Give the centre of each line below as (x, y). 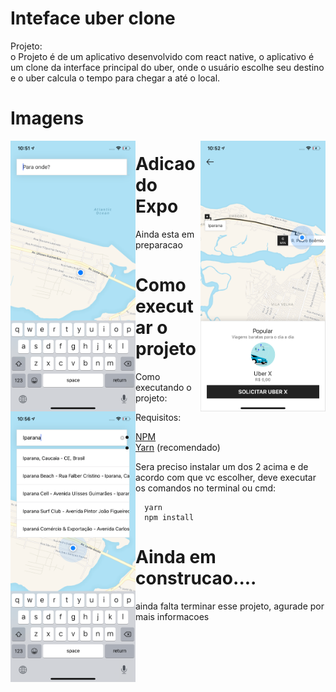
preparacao (159, 245)
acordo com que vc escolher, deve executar (226, 477)
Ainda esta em (165, 234)
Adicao (165, 164)
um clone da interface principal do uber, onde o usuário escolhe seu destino (167, 67)
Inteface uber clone (93, 18)
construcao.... (196, 578)
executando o (163, 387)
